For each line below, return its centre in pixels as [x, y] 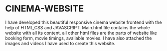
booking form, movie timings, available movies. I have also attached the [79, 38]
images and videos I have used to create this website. [60, 43]
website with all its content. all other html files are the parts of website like [81, 33]
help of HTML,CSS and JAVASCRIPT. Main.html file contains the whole [78, 27]
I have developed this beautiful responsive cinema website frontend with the [83, 22]
